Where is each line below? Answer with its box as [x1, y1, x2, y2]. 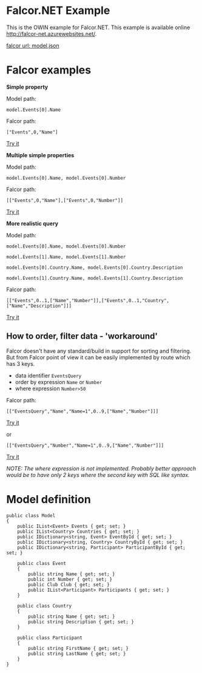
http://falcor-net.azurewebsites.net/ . [6, 30, 97, 37]
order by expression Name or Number [15, 378, 103, 385]
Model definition [6, 492, 91, 506]
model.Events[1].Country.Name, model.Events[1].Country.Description [6, 275, 183, 281]
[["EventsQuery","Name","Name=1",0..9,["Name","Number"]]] [6, 408, 159, 414]
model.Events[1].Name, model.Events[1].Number [6, 254, 126, 260]
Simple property [6, 83, 49, 90]
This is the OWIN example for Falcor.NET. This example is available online [6, 24, 190, 31]
